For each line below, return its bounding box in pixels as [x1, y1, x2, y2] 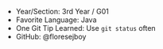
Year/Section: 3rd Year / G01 [15, 7, 109, 16]
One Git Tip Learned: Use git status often [15, 24, 157, 32]
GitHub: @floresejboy [15, 32, 87, 41]
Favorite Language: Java [15, 15, 97, 24]
